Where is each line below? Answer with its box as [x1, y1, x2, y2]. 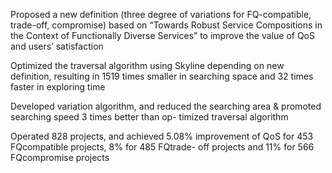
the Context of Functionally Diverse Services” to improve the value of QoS [10, 30, 315, 41]
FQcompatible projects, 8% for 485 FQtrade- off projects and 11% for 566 [10, 141, 315, 153]
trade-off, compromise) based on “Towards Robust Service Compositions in [10, 19, 323, 31]
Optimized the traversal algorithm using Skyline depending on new [10, 60, 285, 71]
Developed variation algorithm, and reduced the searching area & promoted [10, 100, 322, 112]
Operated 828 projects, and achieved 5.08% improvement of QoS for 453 [10, 130, 314, 142]
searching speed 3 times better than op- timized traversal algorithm [10, 111, 289, 123]
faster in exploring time [10, 81, 106, 93]
